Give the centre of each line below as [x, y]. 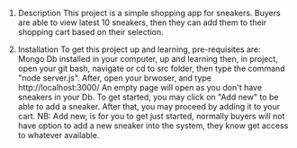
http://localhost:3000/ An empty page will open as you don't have [140, 87]
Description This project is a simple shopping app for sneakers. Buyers [149, 13]
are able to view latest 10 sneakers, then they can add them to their [142, 22]
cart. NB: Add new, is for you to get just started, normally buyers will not [151, 116]
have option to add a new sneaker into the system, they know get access [153, 126]
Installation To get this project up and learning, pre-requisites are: [139, 49]
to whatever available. [58, 135]
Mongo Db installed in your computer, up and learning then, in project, [148, 59]
